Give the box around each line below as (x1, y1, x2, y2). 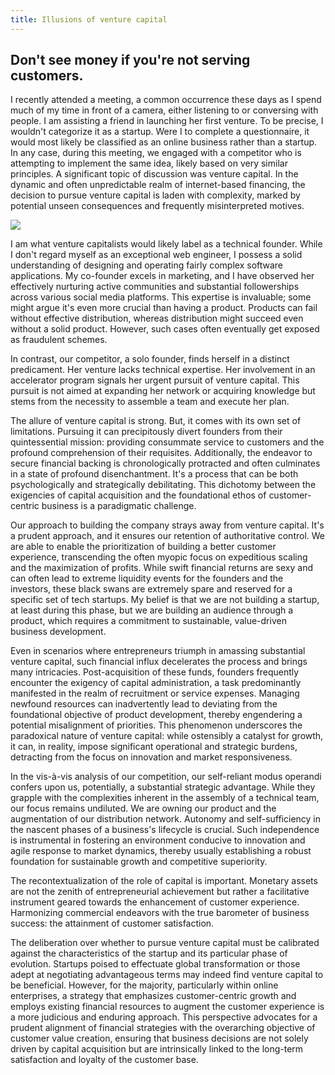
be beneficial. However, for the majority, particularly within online (10, 979, 279, 991)
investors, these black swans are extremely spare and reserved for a (10, 583, 293, 595)
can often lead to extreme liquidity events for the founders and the (10, 572, 284, 585)
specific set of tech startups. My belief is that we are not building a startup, (10, 594, 320, 606)
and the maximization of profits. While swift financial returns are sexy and (10, 562, 313, 574)
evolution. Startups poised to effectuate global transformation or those (10, 958, 301, 970)
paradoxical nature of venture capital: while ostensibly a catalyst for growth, (10, 730, 324, 742)
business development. (10, 626, 107, 638)
